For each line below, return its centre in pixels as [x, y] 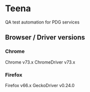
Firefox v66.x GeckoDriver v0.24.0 [40, 85]
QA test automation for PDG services [42, 22]
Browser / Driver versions [45, 37]
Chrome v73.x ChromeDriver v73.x [40, 62]
